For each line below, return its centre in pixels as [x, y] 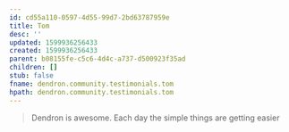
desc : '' [25, 34]
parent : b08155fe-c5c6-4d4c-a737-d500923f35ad [98, 59]
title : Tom [30, 26]
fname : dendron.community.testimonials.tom [92, 84]
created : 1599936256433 [54, 51]
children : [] [34, 68]
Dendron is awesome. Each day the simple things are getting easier [155, 118]
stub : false [31, 76]
